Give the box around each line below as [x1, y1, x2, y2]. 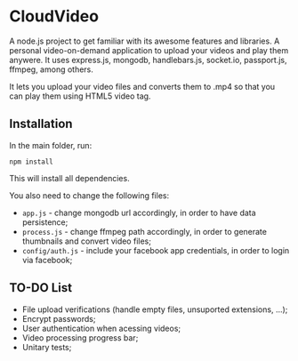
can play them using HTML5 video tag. [9, 91, 151, 101]
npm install [9, 157, 53, 166]
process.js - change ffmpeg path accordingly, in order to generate [21, 226, 267, 237]
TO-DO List [9, 280, 73, 295]
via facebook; [21, 254, 73, 265]
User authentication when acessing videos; [21, 323, 181, 333]
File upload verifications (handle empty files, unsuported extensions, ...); [21, 304, 288, 315]
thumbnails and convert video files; [21, 236, 151, 246]
